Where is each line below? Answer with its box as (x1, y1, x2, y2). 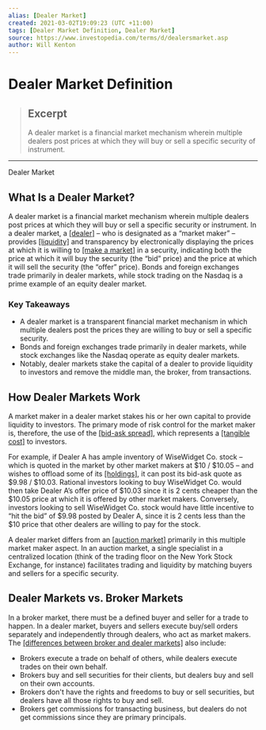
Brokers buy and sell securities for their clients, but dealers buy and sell (19, 670, 254, 679)
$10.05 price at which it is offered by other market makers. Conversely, (8, 494, 240, 504)
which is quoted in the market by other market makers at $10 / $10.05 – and (8, 461, 254, 471)
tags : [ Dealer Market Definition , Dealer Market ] (8, 26, 176, 34)
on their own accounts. (19, 678, 95, 688)
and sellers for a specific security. (8, 569, 119, 578)
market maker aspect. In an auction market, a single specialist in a (8, 544, 223, 553)
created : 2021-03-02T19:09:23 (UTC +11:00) (8, 19, 154, 27)
